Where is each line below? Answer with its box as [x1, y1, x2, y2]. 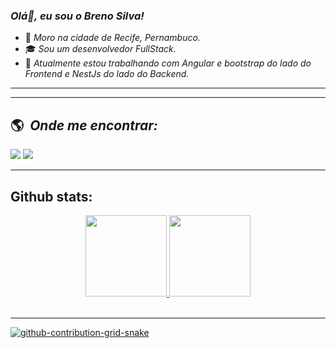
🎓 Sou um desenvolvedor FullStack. [24, 43, 177, 55]
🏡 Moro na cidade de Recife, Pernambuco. [24, 32, 201, 44]
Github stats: [10, 188, 93, 205]
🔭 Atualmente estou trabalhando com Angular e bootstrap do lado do [24, 57, 312, 69]
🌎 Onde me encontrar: [10, 117, 158, 134]
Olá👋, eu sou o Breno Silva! [10, 9, 145, 23]
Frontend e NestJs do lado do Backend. [24, 68, 190, 80]
